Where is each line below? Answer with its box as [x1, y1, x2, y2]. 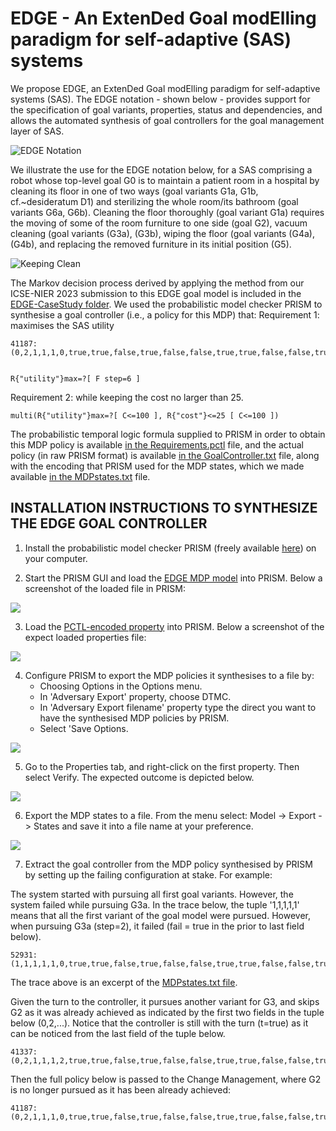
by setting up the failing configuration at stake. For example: [24, 868, 273, 881]
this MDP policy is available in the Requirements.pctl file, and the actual [10, 438, 304, 451]
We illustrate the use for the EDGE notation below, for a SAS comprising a [10, 163, 313, 176]
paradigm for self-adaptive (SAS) [10, 28, 292, 51]
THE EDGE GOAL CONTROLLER [10, 515, 208, 532]
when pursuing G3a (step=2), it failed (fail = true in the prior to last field [10, 920, 305, 932]
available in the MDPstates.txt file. [10, 470, 151, 482]
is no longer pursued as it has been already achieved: [10, 1083, 232, 1096]
